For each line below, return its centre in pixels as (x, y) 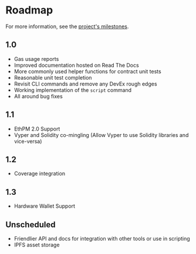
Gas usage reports (36, 59)
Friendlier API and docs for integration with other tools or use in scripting (102, 238)
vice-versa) (28, 141)
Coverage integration (40, 174)
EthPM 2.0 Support (37, 129)
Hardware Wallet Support (45, 206)
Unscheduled (31, 224)
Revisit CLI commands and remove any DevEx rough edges (85, 84)
